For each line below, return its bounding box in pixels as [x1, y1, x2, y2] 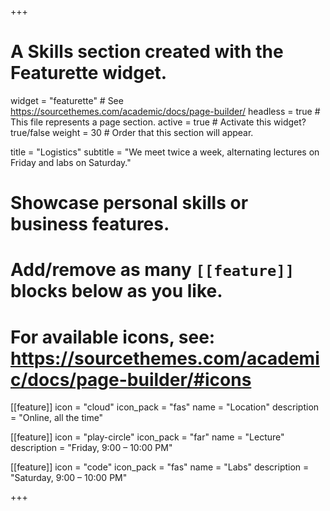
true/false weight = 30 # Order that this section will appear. [10, 126, 254, 138]
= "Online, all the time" [10, 412, 104, 424]
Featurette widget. [10, 62, 168, 85]
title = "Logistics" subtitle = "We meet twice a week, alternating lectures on [10, 146, 320, 158]
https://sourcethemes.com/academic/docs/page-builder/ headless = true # [10, 105, 321, 117]
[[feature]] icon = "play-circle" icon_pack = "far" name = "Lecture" [10, 431, 285, 443]
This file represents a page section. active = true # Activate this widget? [10, 116, 307, 128]
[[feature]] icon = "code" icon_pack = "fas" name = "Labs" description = [10, 461, 310, 473]
